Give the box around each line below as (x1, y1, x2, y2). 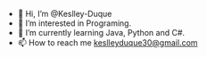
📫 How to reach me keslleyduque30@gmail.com (17, 37, 198, 48)
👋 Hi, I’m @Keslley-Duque (17, 9, 112, 19)
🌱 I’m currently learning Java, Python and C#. (17, 28, 186, 37)
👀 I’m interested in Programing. (17, 18, 132, 28)
